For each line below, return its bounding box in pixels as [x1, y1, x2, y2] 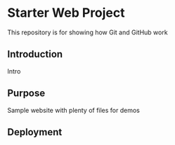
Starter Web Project [7, 5, 125, 21]
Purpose [7, 88, 46, 99]
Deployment [7, 126, 63, 138]
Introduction [7, 48, 63, 60]
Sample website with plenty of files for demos [7, 106, 141, 114]
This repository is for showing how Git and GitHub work [7, 28, 168, 36]
